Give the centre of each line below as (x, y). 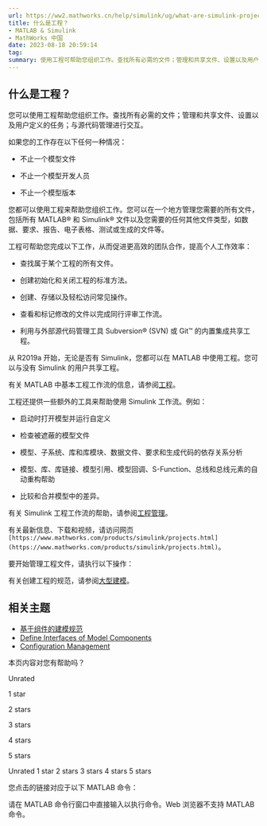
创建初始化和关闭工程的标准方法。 (75, 280)
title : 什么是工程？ (39, 23)
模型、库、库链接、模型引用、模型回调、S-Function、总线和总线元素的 (135, 469)
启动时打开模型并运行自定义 (65, 418)
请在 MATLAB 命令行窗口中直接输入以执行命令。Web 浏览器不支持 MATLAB (132, 804)
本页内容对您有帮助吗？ (46, 662)
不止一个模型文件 (48, 158)
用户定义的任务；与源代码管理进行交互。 (81, 125)
